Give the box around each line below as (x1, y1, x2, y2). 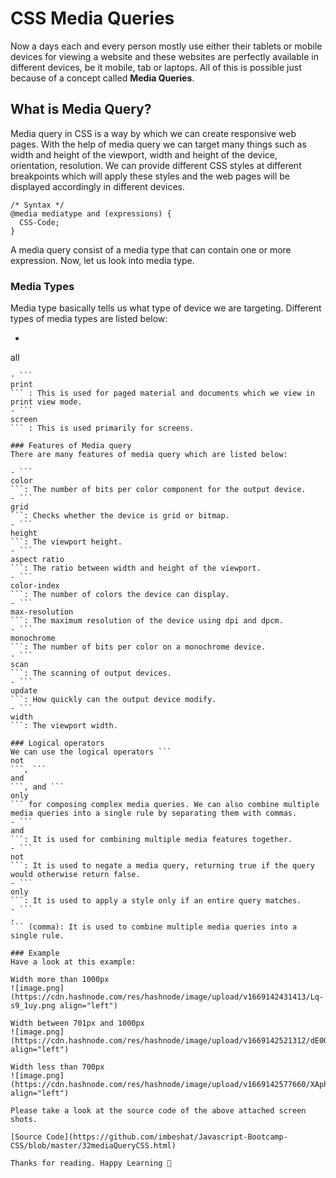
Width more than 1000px (10, 975, 110, 985)
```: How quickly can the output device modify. (10, 695, 217, 705)
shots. (10, 1115, 38, 1125)
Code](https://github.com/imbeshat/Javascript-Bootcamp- (46, 1132, 288, 1142)
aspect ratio (10, 555, 65, 565)
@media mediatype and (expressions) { (10, 208, 172, 219)
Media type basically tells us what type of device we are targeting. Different (10, 302, 322, 314)
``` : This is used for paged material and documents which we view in (10, 388, 315, 399)
